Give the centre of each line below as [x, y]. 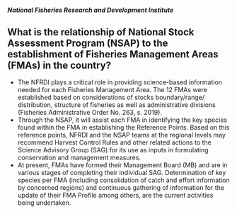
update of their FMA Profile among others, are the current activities [115, 196]
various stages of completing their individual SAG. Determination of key [122, 173]
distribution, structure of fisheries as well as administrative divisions [116, 105]
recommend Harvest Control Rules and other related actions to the [115, 142]
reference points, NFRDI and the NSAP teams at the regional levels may [122, 135]
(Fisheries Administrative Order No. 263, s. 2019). [90, 113]
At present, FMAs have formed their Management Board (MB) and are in [122, 165]
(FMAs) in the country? [59, 65]
